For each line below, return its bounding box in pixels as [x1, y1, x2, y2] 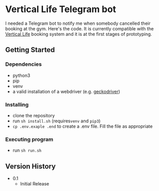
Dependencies [5, 61, 42, 68]
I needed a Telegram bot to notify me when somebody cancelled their [5, 20, 151, 26]
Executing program [5, 135, 54, 142]
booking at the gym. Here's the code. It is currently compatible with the [5, 25, 154, 31]
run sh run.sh [12, 148, 42, 154]
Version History [5, 162, 56, 170]
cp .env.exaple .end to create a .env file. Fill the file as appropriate [12, 123, 153, 129]
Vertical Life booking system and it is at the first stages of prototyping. [5, 31, 152, 37]
